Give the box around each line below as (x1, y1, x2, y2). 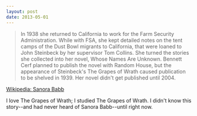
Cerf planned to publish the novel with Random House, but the (20, 61, 172, 68)
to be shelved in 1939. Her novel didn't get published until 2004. (20, 74, 176, 81)
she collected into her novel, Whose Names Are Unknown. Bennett (20, 55, 182, 62)
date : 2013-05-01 (6, 14, 49, 20)
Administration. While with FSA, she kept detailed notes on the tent (20, 37, 183, 44)
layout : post (6, 8, 38, 15)
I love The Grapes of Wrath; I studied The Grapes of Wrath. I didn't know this (6, 97, 192, 104)
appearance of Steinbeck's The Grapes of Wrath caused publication (20, 68, 186, 75)
